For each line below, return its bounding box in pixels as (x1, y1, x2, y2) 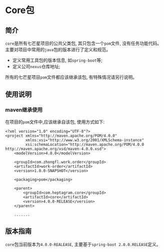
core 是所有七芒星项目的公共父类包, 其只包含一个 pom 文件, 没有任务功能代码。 (5, 41, 162, 46)
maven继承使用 (5, 106, 43, 113)
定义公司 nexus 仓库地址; (12, 64, 60, 69)
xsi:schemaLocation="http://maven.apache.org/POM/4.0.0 (25, 142, 144, 147)
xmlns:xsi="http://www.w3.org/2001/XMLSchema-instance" (25, 137, 144, 143)
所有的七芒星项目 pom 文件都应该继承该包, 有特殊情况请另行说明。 (5, 74, 137, 80)
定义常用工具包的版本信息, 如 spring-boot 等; (12, 57, 102, 63)
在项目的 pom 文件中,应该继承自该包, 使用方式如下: (5, 119, 105, 125)
